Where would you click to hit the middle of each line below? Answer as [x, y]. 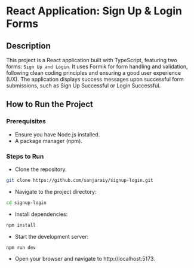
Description [28, 46]
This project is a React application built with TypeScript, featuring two [92, 60]
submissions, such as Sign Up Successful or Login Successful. [84, 86]
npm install [21, 225]
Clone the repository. [41, 169]
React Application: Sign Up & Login [94, 11]
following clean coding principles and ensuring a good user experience [93, 73]
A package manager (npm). [48, 141]
